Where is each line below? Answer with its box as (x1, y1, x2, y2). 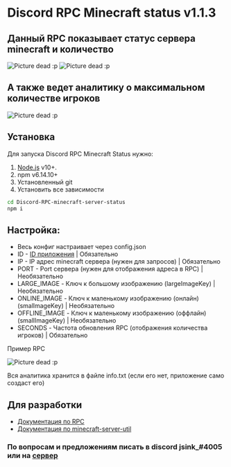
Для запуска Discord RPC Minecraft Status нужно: (7, 149, 154, 158)
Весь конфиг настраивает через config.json (17, 243, 146, 251)
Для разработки (7, 399, 83, 411)
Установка (7, 131, 55, 143)
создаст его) (7, 379, 45, 387)
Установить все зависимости (17, 185, 104, 194)
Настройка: (7, 224, 60, 236)
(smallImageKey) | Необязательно (17, 316, 117, 325)
